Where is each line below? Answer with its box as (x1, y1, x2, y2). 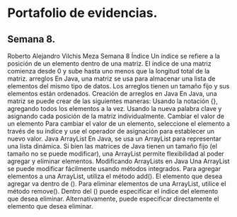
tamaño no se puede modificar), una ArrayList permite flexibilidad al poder (7, 150, 224, 158)
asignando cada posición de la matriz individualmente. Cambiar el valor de (7, 112, 225, 120)
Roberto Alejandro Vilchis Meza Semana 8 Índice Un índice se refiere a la (7, 52, 221, 60)
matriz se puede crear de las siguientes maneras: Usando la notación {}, (7, 97, 218, 105)
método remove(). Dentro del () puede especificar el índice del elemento (7, 187, 219, 195)
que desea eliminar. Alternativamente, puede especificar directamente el (7, 194, 219, 203)
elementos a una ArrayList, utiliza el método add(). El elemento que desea (7, 172, 223, 180)
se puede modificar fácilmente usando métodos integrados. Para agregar (7, 165, 221, 172)
